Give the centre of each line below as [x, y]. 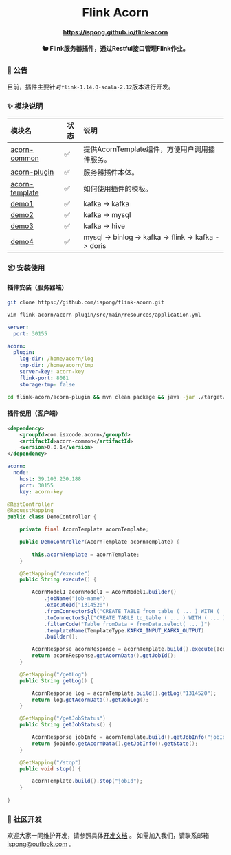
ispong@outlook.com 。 [41, 844]
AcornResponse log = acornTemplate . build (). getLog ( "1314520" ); [124, 693]
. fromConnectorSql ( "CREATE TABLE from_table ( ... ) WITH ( [132, 611]
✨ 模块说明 [25, 106]
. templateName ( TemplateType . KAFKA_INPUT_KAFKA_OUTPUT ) [124, 630]
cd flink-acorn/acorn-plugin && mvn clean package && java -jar [101, 397]
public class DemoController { [52, 517]
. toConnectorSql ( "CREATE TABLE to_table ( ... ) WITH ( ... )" [136, 618]
